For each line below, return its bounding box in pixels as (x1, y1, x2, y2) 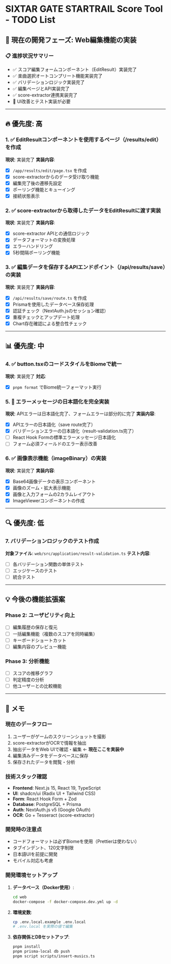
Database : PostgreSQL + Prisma (12, 801, 81, 808)
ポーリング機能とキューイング (12, 186, 75, 192)
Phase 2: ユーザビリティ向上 (5, 612, 75, 619)
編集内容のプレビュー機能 (12, 643, 67, 649)
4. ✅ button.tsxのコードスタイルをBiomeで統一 (5, 361, 122, 368)
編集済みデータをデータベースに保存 (12, 752, 89, 758)
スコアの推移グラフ (12, 670, 53, 676)
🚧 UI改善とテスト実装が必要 (12, 98, 71, 104)
